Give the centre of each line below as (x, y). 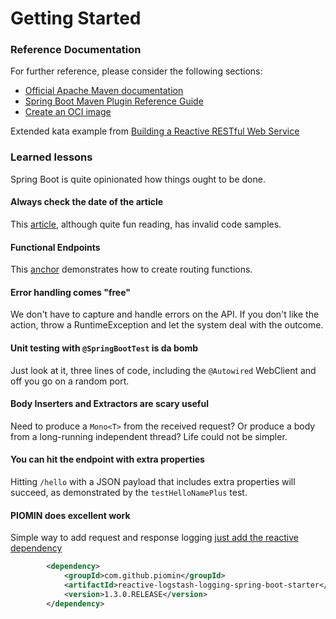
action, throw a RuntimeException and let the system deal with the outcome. (167, 325)
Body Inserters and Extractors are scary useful (109, 404)
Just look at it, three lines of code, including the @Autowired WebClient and (163, 370)
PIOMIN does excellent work (70, 515)
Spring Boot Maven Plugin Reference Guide (114, 101)
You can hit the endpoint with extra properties (107, 459)
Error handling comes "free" (70, 292)
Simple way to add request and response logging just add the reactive (154, 538)
